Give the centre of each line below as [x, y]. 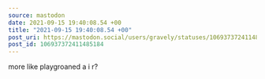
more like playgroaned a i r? [53, 66]
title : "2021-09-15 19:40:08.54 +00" [70, 30]
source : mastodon [37, 15]
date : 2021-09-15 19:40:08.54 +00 [65, 23]
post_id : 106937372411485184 [56, 45]
